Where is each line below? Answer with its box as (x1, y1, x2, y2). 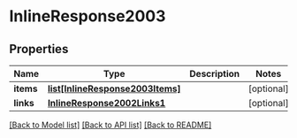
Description (189, 68, 240, 80)
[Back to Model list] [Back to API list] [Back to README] (9, 119, 212, 130)
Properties (9, 42, 69, 57)
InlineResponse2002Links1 (47, 97, 166, 109)
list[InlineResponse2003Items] (47, 82, 181, 95)
